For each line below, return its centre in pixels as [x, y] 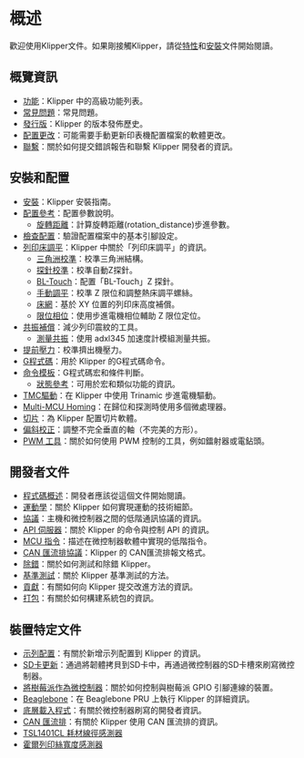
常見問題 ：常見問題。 [62, 112]
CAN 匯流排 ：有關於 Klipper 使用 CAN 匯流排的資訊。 [122, 722]
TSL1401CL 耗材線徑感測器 [72, 733]
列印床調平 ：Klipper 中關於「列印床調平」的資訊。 [117, 247]
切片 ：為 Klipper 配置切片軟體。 [82, 418]
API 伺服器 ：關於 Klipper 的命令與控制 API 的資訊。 [118, 530]
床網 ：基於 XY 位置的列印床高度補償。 [108, 304]
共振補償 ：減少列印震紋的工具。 [82, 327]
